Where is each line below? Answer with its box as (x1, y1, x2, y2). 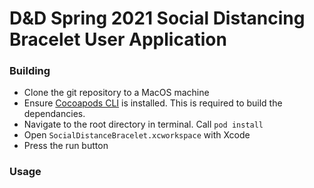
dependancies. (23, 108, 86, 120)
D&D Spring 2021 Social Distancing (9, 7, 306, 30)
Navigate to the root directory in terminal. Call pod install (23, 118, 264, 131)
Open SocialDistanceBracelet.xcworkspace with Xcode (23, 129, 251, 141)
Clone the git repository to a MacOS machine (23, 87, 210, 99)
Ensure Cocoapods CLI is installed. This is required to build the (23, 97, 283, 109)
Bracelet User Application (9, 28, 227, 51)
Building (9, 64, 51, 78)
